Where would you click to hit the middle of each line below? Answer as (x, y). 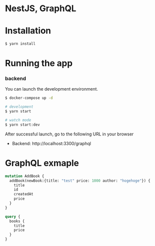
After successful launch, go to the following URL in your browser (70, 134)
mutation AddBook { (25, 176)
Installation (28, 31)
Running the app (39, 63)
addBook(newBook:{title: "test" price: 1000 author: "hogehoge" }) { (80, 181)
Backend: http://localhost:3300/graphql (51, 143)
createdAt (24, 194)
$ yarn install (20, 44)
